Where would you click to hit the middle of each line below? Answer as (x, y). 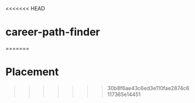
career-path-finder (53, 32)
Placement (32, 72)
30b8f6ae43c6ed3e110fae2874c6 (148, 88)
